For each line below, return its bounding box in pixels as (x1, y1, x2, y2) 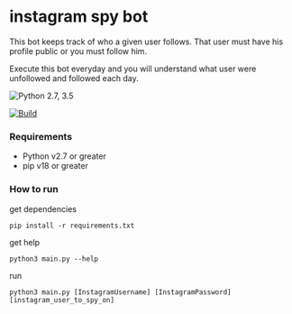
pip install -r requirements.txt (9, 221, 135, 230)
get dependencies (9, 203, 77, 214)
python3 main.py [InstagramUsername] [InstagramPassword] (9, 287, 232, 297)
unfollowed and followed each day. (9, 72, 140, 83)
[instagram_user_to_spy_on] (9, 295, 115, 304)
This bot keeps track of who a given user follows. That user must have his (9, 36, 284, 47)
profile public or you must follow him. (9, 45, 147, 56)
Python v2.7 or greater (22, 151, 106, 162)
